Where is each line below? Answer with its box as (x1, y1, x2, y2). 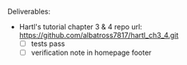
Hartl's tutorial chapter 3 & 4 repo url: (18, 22, 143, 31)
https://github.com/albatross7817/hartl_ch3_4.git (18, 31, 179, 40)
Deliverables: (7, 7, 51, 16)
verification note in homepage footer (30, 48, 152, 58)
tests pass (30, 39, 66, 48)
